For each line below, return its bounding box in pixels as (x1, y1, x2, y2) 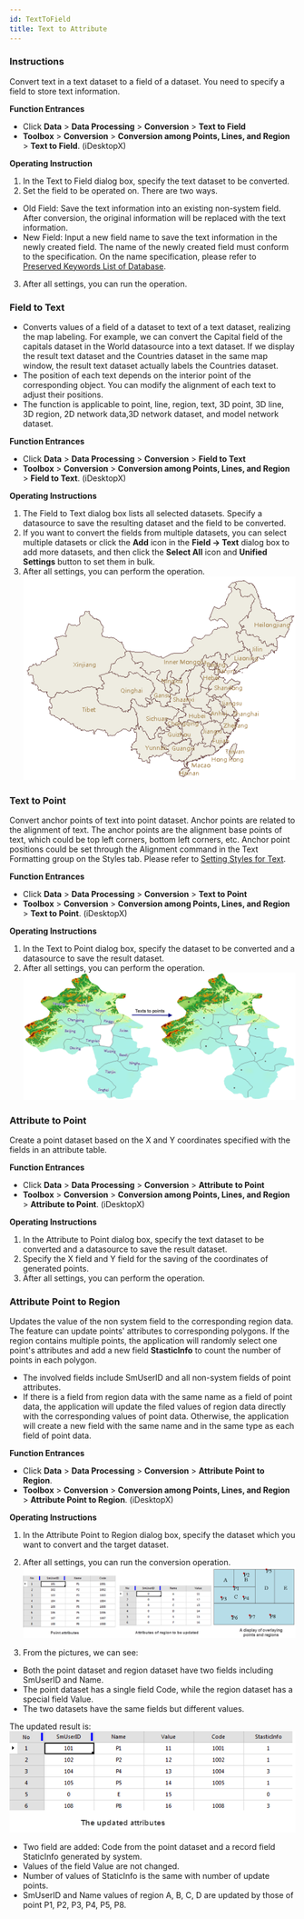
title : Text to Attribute (9, 24, 107, 34)
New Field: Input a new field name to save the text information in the (22, 232, 279, 243)
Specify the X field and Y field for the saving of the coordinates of (22, 1253, 270, 1264)
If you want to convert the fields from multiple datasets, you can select (22, 527, 288, 538)
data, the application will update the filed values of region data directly (22, 1401, 287, 1413)
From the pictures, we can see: (22, 1647, 139, 1658)
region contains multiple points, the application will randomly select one (9, 1335, 278, 1346)
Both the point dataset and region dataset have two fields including (22, 1664, 274, 1676)
